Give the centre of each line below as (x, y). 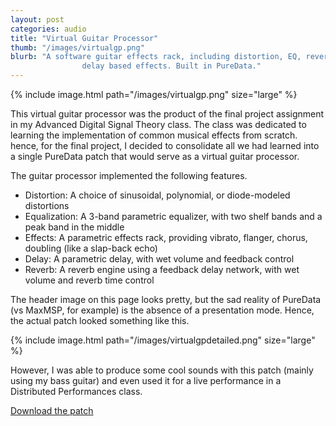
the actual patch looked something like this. (100, 320)
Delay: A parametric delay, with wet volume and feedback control (159, 259)
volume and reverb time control (89, 280)
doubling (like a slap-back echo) (91, 248)
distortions (47, 205)
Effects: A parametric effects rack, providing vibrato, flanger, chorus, (166, 237)
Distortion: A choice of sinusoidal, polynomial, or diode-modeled (157, 195)
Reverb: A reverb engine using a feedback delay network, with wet (162, 269)
